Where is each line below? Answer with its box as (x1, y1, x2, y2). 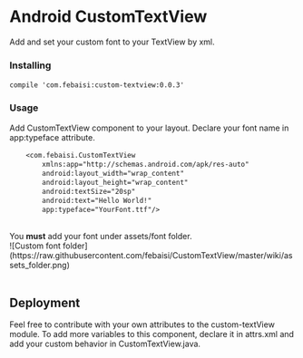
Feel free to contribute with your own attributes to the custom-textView (9, 319, 275, 330)
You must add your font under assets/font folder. (9, 230, 192, 241)
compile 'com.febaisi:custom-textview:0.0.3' (9, 81, 184, 90)
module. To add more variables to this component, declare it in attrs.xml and (9, 329, 295, 340)
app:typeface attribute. (9, 131, 95, 142)
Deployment (9, 295, 81, 310)
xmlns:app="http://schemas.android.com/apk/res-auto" (42, 160, 249, 169)
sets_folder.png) (9, 259, 71, 270)
